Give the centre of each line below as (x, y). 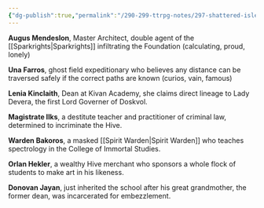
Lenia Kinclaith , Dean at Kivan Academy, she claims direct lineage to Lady (129, 93)
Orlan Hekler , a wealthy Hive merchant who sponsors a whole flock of (122, 164)
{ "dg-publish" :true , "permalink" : (63, 15)
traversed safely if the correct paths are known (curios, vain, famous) (120, 78)
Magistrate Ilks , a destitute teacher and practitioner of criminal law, (117, 117)
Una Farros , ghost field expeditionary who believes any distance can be (125, 69)
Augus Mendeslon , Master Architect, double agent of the (101, 38)
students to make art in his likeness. (66, 172)
